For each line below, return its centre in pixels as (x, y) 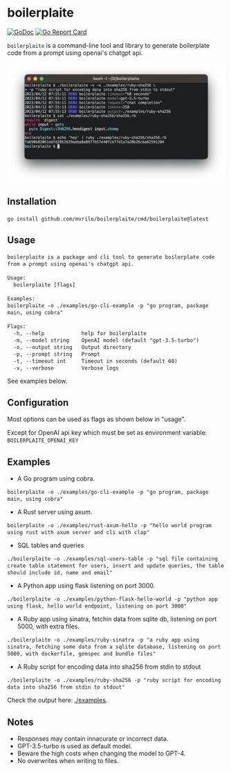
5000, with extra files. (48, 626)
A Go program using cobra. (56, 479)
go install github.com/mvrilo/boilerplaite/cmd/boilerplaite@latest (108, 219)
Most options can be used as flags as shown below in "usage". (96, 419)
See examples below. (37, 381)
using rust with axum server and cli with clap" (78, 533)
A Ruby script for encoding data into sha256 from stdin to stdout (109, 667)
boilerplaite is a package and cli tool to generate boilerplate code (111, 257)
